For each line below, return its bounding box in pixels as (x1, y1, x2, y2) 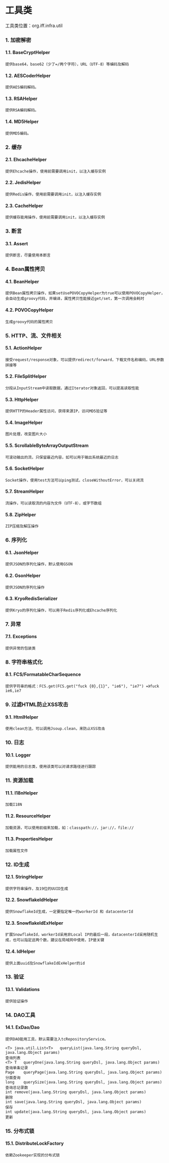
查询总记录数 (5, 1085, 28, 1090)
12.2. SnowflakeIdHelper (5, 897, 58, 903)
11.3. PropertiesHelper (5, 836, 53, 842)
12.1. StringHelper (5, 874, 43, 880)
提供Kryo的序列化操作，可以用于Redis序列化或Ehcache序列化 (5, 608, 118, 613)
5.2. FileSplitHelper (5, 373, 47, 380)
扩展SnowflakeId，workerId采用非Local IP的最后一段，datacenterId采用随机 (5, 932, 155, 938)
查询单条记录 (5, 1065, 28, 1070)
